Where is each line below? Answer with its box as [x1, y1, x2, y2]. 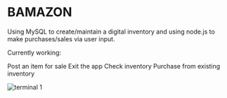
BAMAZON [7, 4, 72, 20]
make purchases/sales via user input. [7, 34, 115, 43]
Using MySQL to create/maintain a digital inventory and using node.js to [7, 27, 216, 36]
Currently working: [7, 48, 62, 57]
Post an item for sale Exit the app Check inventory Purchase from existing [7, 62, 221, 70]
